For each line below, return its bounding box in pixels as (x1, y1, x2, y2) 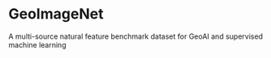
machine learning (8, 39, 67, 49)
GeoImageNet (8, 5, 104, 23)
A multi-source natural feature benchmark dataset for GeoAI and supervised (8, 31, 264, 41)
